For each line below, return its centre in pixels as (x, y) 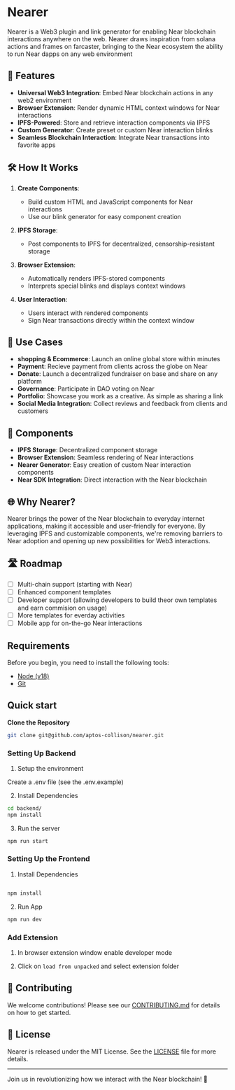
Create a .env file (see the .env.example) (65, 782)
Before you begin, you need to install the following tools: (88, 662)
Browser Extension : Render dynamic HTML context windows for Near (119, 107)
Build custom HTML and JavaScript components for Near (111, 202)
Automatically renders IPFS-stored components (97, 278)
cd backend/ (24, 808)
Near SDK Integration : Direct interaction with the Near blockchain (112, 480)
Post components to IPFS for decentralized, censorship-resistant (121, 244)
